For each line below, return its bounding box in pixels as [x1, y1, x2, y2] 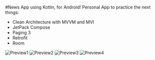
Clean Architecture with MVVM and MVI [12, 19, 94, 25]
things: [5, 9, 19, 15]
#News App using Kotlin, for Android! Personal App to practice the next [5, 4, 151, 10]
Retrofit [12, 35, 28, 41]
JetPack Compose [12, 24, 51, 30]
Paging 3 [12, 30, 31, 35]
